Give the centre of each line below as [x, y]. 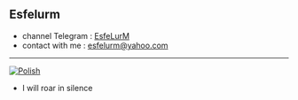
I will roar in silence [57, 88]
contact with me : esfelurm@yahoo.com [95, 45]
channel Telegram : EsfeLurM [76, 35]
